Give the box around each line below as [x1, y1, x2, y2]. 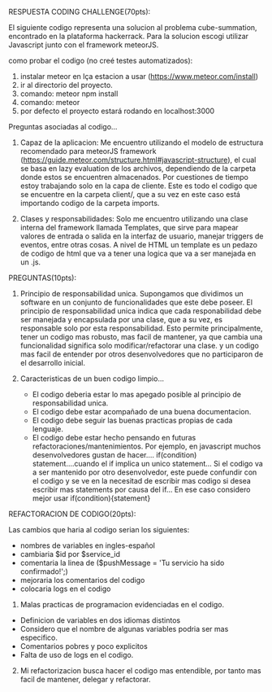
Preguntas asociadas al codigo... [8, 122, 118, 131]
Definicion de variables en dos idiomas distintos [19, 615, 181, 625]
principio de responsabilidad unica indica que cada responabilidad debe [19, 306, 262, 316]
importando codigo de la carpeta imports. [19, 199, 160, 208]
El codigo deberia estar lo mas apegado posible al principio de [32, 390, 242, 399]
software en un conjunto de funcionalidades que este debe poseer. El [19, 297, 253, 307]
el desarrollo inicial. [19, 358, 86, 367]
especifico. [19, 633, 58, 642]
